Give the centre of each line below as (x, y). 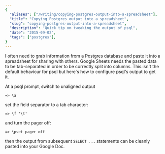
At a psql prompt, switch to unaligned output (50, 86)
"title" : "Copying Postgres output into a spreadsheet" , (69, 19)
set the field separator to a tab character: (47, 105)
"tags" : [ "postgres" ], (33, 38)
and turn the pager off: (28, 123)
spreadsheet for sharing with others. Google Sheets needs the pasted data (81, 61)
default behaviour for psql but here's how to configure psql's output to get (81, 72)
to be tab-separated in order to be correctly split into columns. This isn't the (82, 66)
